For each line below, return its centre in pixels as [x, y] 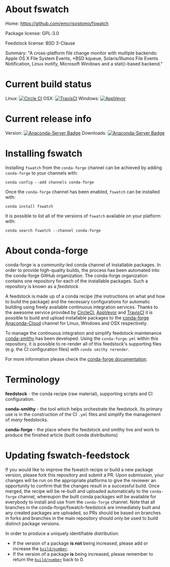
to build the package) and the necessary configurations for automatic [78, 301]
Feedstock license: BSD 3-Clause [40, 43]
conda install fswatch [29, 206]
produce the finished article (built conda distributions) [62, 435]
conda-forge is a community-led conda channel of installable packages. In [83, 265]
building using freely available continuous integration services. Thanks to [82, 307]
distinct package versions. [33, 523]
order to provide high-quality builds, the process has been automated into [82, 270]
